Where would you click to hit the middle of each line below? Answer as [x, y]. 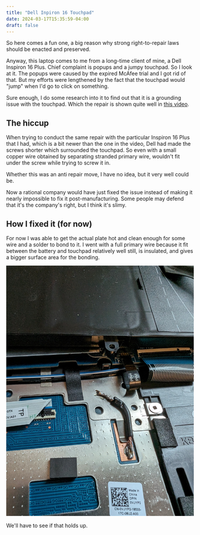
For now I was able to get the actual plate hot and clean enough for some [96, 238]
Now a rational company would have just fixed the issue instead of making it [99, 192]
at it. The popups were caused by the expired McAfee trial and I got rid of [96, 74]
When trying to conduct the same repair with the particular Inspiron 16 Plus [98, 137]
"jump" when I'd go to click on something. [57, 86]
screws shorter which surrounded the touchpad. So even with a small [91, 150]
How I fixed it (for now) [49, 224]
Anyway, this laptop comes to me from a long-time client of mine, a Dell [94, 61]
